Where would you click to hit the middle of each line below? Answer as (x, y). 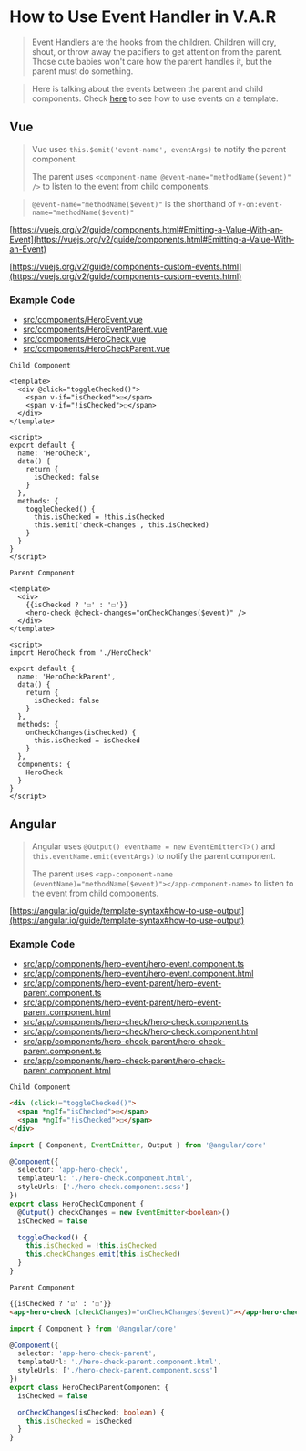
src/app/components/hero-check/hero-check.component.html (140, 1031)
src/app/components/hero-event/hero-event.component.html (138, 974)
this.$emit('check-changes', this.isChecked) (121, 525)
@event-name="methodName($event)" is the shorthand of (134, 203)
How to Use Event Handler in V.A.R (143, 17)
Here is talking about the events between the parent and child (148, 88)
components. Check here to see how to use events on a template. (155, 98)
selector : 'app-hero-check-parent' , (87, 1353)
